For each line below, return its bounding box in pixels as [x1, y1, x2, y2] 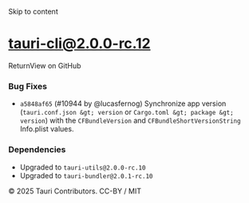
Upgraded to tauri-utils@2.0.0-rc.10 [19, 162, 146, 172]
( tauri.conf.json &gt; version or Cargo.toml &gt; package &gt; [19, 107, 234, 117]
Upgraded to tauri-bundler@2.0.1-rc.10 [19, 170, 153, 180]
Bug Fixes [8, 80, 48, 92]
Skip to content [8, 7, 58, 16]
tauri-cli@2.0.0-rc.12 [8, 35, 151, 53]
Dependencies [8, 144, 66, 155]
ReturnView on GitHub [8, 61, 81, 70]
